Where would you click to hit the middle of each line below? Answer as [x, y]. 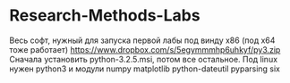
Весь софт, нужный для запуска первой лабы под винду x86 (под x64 [142, 40]
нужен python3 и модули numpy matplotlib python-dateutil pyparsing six [145, 69]
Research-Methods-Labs [105, 16]
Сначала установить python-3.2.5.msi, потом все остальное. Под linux [144, 59]
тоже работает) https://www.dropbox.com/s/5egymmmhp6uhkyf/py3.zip [145, 49]
